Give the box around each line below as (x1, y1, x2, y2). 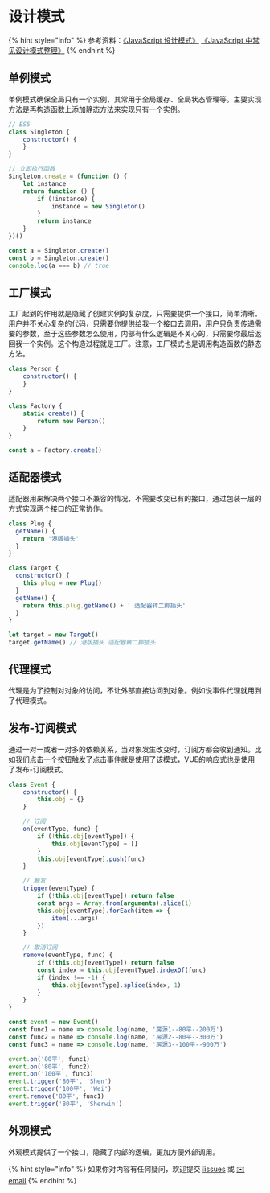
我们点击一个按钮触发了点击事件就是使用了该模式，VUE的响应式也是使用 (14, 754, 256, 764)
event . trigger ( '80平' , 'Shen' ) (8, 1077, 112, 1086)
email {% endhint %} (8, 1175, 77, 1185)
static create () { (22, 409, 84, 418)
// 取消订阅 (22, 944, 58, 952)
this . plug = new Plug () (22, 579, 103, 587)
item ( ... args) (51, 914, 99, 922)
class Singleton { (8, 128, 70, 136)
